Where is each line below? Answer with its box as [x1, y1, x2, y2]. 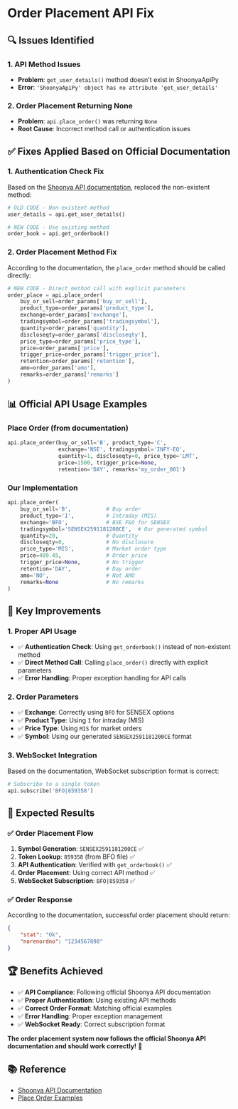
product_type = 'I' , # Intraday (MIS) [20, 512, 158, 519]
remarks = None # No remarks [20, 578, 144, 586]
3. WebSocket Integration [7, 750, 97, 760]
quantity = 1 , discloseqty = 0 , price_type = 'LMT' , [58, 453, 199, 460]
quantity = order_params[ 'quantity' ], [20, 324, 129, 332]
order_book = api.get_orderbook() [7, 230, 110, 237]
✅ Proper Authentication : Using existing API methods [17, 996, 176, 1004]
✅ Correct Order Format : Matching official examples [17, 1003, 172, 1012]
